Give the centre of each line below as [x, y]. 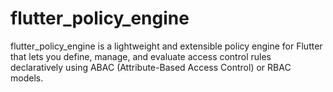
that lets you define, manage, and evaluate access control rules [141, 56]
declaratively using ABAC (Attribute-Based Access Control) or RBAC [151, 67]
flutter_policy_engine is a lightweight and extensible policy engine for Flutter [166, 46]
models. [27, 78]
